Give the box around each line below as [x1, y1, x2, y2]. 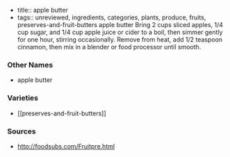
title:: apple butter [17, 6, 68, 14]
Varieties [7, 93, 38, 103]
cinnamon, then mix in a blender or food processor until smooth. [17, 43, 202, 51]
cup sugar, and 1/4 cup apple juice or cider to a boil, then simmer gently [17, 28, 223, 36]
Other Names [7, 60, 54, 69]
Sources [7, 126, 36, 136]
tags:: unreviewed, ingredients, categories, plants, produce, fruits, [17, 13, 206, 22]
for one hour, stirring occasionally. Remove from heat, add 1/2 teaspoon [17, 35, 223, 44]
